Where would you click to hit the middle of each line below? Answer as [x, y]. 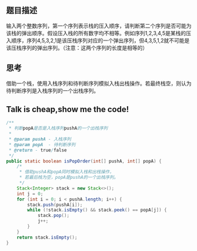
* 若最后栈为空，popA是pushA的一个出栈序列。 [69, 178]
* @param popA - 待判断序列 [42, 145]
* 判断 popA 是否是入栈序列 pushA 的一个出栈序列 [58, 128]
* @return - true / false [38, 150]
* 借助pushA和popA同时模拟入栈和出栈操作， [66, 172]
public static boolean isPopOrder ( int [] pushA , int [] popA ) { [84, 161]
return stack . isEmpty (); [47, 237]
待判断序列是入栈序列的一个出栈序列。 [52, 90]
